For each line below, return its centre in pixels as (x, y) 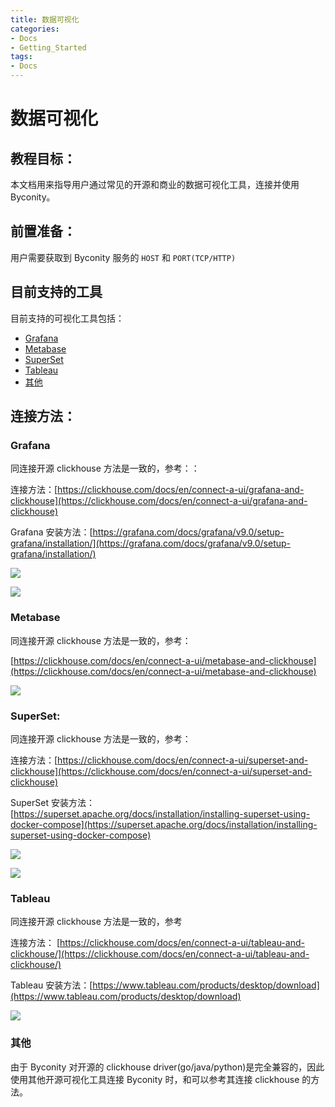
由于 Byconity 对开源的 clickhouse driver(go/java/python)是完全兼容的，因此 (167, 1067)
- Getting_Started (48, 47)
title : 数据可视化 (45, 19)
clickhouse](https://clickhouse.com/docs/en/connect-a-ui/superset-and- (161, 771)
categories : (35, 29)
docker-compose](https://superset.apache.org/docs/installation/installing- (164, 824)
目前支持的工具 (56, 292)
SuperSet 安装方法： (52, 802)
